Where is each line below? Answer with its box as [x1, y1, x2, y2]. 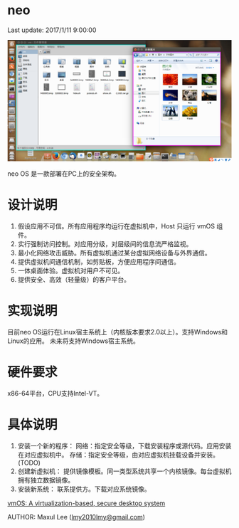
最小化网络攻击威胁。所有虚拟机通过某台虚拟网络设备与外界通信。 [17, 248, 211, 258]
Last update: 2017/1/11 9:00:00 [7, 26, 97, 34]
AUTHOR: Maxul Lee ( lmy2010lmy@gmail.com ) [7, 512, 146, 521]
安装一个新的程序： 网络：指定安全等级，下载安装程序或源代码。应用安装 [17, 441, 232, 450]
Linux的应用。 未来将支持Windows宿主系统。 [7, 337, 140, 345]
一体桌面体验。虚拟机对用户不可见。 [17, 266, 124, 275]
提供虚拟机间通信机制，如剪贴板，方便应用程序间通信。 [17, 258, 180, 266]
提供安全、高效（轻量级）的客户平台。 [17, 275, 130, 284]
